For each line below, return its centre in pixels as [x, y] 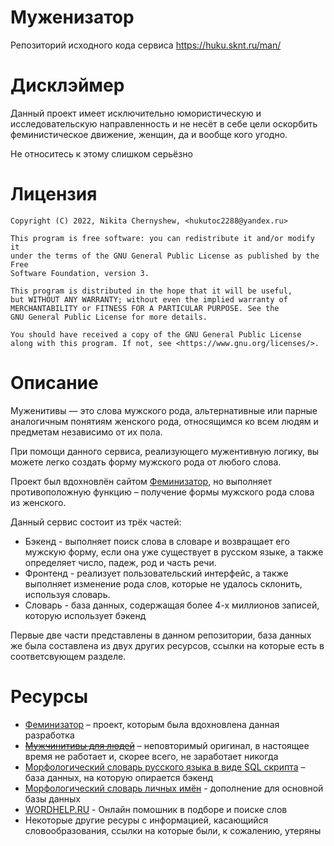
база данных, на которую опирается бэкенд [119, 777]
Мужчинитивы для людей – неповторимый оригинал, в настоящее [167, 745]
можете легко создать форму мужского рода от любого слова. [146, 462]
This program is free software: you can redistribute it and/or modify [162, 238]
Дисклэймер [67, 85]
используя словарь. [67, 594]
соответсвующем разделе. [68, 656]
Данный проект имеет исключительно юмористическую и [136, 113]
